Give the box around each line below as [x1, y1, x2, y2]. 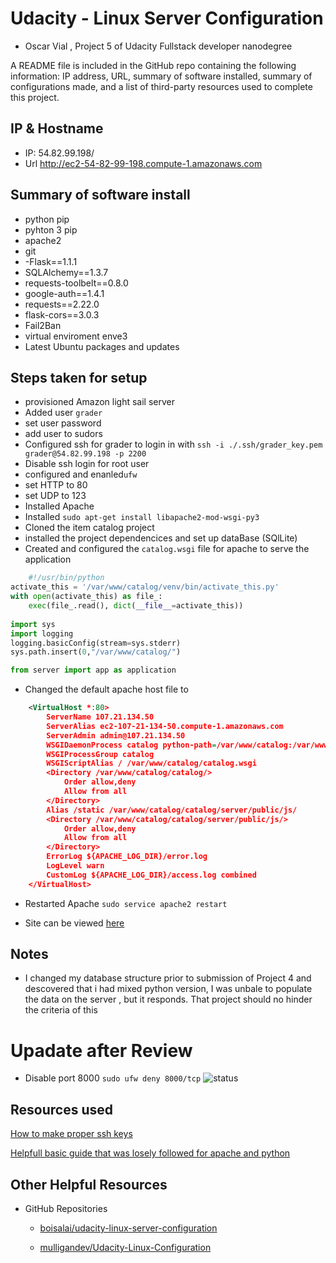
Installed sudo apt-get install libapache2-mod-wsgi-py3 [24, 511, 260, 523]
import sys [10, 619, 56, 629]
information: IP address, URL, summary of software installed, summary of [10, 70, 313, 82]
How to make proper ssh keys [10, 1128, 133, 1140]
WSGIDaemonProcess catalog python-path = [46, 740, 217, 750]
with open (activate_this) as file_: [10, 592, 163, 602]
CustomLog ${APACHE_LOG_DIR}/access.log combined [46, 870, 257, 880]
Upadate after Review [10, 1039, 193, 1062]
